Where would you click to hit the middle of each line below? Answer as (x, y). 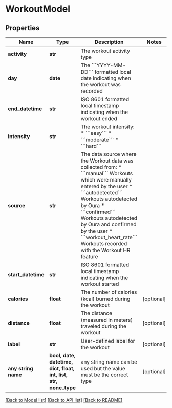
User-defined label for (108, 341)
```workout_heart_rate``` (109, 237)
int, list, (58, 375)
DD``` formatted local (106, 72)
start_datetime (26, 274)
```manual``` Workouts (107, 173)
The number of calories (109, 292)
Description (109, 42)
